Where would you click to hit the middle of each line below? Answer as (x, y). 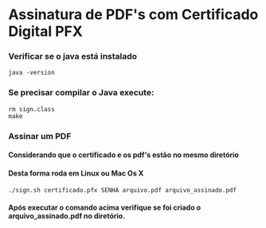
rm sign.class (32, 109)
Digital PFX (46, 31)
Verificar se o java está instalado (73, 56)
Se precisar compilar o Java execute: (81, 93)
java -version (32, 73)
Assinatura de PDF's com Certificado (133, 15)
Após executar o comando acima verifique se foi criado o (105, 207)
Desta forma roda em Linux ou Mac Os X (76, 173)
